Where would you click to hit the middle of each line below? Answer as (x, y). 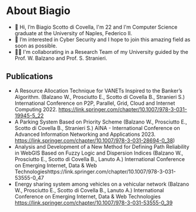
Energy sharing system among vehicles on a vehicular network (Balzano (102, 184)
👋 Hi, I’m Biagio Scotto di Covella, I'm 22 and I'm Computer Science (96, 27)
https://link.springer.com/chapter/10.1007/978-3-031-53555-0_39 (94, 203)
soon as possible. (36, 46)
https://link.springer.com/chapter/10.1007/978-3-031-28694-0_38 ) (94, 140)
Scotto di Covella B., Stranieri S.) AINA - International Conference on (97, 128)
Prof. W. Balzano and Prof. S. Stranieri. (61, 58)
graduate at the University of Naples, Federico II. (73, 33)
